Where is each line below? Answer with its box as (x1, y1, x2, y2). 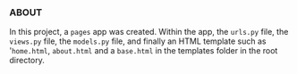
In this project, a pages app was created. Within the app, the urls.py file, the (9, 27, 289, 37)
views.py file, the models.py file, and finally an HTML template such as (9, 36, 267, 46)
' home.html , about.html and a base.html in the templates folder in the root (9, 45, 278, 56)
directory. (9, 55, 45, 66)
